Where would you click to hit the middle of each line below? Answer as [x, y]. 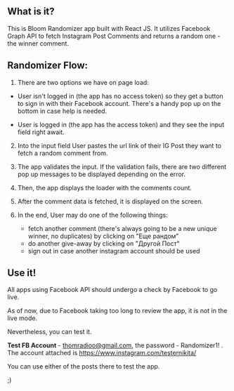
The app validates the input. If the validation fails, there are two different [122, 166]
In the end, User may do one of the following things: [93, 215]
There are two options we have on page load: [83, 82]
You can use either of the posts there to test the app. [84, 366]
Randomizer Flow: [48, 66]
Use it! [22, 273]
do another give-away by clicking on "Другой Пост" [104, 243]
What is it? [31, 12]
